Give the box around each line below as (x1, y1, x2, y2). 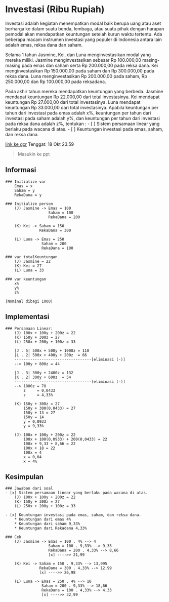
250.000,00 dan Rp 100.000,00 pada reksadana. (5, 78, 106, 85)
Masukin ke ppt (17, 151, 50, 157)
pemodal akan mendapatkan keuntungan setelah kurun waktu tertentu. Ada (5, 31, 162, 37)
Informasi (5, 166, 36, 174)
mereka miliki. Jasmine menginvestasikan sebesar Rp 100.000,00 (5, 57, 142, 63)
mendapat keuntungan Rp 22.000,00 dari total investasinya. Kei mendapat (5, 94, 160, 100)
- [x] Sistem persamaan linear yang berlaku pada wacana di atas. (5, 490, 148, 496)
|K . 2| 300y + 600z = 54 (14, 375, 71, 380)
